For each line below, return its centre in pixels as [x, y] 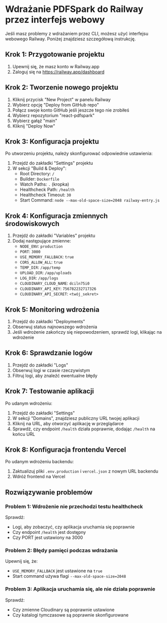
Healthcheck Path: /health [47, 190]
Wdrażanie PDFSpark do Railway [74, 9]
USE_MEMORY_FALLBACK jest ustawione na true [57, 571]
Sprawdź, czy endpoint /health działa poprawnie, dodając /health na [84, 429]
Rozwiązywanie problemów [49, 492]
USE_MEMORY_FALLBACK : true [47, 257]
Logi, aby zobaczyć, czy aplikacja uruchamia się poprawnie [74, 527]
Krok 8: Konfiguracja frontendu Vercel [66, 450]
